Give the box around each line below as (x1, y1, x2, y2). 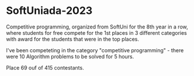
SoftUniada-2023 (6, 4, 93, 17)
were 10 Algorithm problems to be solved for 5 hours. (6, 53, 134, 60)
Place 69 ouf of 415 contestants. (6, 64, 84, 71)
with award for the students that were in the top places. (6, 35, 139, 42)
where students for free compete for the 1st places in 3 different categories (6, 29, 187, 36)
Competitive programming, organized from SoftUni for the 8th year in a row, (6, 23, 188, 30)
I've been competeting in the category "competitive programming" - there (6, 46, 184, 53)
